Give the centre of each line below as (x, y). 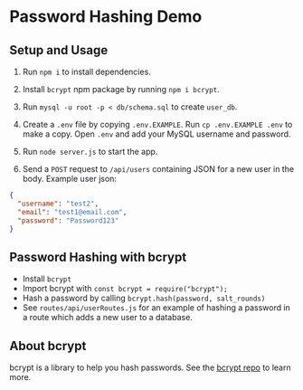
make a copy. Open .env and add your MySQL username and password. (156, 134)
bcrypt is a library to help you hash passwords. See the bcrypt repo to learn (150, 367)
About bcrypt (48, 346)
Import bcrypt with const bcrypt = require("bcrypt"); (125, 289)
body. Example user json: (70, 179)
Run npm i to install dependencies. (86, 71)
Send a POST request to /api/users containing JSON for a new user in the (158, 169)
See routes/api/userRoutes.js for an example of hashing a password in (156, 308)
